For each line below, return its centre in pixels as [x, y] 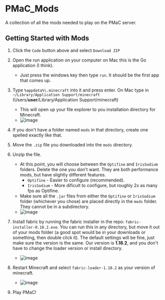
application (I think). [33, 65]
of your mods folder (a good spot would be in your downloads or [79, 232]
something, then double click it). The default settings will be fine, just [83, 237]
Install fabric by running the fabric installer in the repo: [68, 221]
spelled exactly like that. [37, 135]
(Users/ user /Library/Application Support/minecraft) [65, 99]
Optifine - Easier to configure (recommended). [76, 180]
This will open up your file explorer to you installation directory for [88, 109]
